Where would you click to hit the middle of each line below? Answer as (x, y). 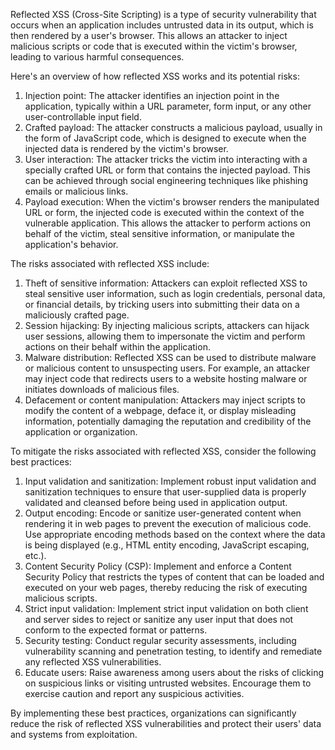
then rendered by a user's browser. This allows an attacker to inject (149, 35)
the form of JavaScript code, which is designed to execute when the (165, 138)
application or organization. (81, 432)
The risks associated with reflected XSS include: (110, 263)
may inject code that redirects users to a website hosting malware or (166, 378)
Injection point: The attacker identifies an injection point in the (152, 95)
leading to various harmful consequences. (97, 57)
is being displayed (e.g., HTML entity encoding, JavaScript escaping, (167, 545)
